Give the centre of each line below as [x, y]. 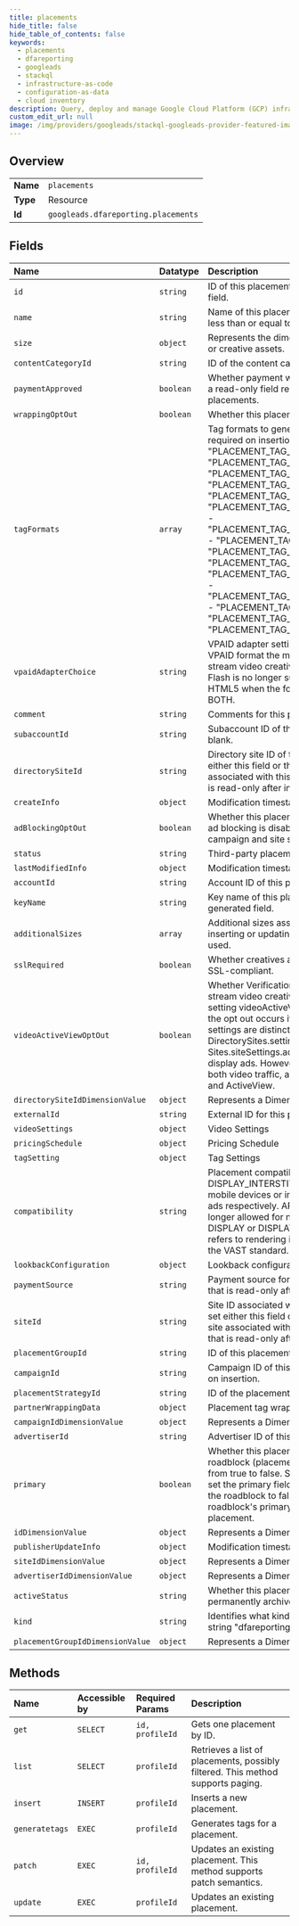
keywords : [28, 42]
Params [153, 1709]
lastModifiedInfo [50, 868]
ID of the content [243, 363]
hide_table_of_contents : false [67, 34]
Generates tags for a [234, 1823]
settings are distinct [249, 1029]
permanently [234, 1601]
